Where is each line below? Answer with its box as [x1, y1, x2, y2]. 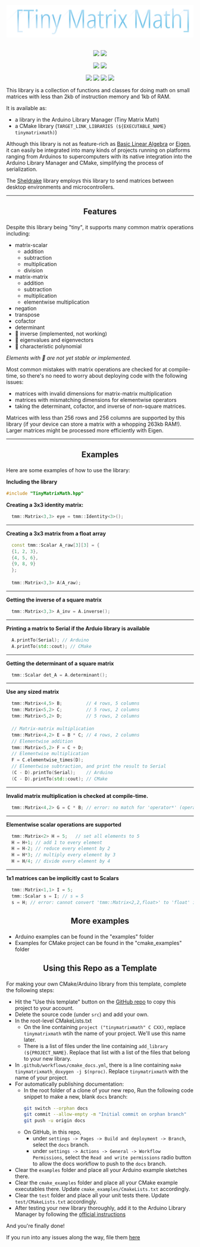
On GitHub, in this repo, [23, 1128, 82, 1136]
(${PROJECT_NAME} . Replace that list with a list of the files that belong [23, 1049, 190, 1056]
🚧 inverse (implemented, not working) [14, 330, 107, 337]
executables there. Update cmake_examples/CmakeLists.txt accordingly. [14, 1186, 190, 1193]
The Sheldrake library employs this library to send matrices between [6, 177, 174, 185]
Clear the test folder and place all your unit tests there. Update [14, 1192, 170, 1199]
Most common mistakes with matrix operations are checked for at [6, 366, 168, 373]
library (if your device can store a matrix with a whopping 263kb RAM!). [6, 420, 182, 428]
